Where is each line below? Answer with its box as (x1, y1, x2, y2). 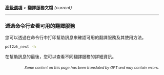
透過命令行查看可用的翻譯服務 (5, 22, 76, 29)
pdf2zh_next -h (5, 44, 36, 49)
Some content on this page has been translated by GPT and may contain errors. (24, 65, 159, 70)
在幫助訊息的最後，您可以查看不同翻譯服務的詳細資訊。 (5, 54, 116, 60)
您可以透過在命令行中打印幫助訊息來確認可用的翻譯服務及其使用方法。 (5, 35, 146, 40)
